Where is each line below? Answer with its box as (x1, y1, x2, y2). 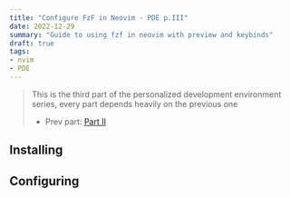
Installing (9, 143, 63, 158)
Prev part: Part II (44, 115, 107, 127)
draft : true (9, 38, 54, 48)
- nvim (9, 55, 34, 64)
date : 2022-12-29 (9, 22, 75, 31)
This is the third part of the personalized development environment (31, 88, 282, 100)
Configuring (9, 173, 80, 189)
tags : (9, 47, 30, 56)
